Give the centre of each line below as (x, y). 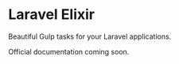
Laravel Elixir (52, 15)
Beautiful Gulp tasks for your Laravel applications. (90, 36)
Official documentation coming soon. (69, 51)
